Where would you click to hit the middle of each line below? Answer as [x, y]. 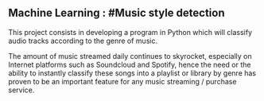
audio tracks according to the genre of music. [83, 41]
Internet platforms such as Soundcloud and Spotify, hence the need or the [130, 64]
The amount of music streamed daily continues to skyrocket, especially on [130, 56]
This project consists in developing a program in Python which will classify [130, 32]
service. [21, 90]
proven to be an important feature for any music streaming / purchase [122, 81]
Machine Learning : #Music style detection [116, 13]
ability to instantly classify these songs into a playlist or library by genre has [132, 73]
